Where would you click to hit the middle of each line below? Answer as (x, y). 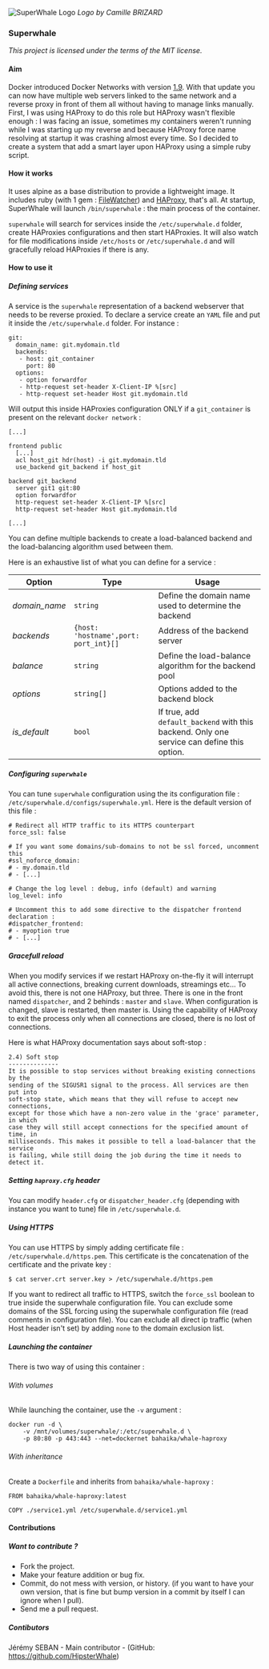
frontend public (35, 446)
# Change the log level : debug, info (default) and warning (112, 889)
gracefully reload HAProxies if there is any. (79, 249)
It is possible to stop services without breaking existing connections (132, 1071)
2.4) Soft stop (34, 1057)
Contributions (32, 1528)
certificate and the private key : (60, 1265)
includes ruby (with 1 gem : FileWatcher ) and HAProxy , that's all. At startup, (132, 200)
